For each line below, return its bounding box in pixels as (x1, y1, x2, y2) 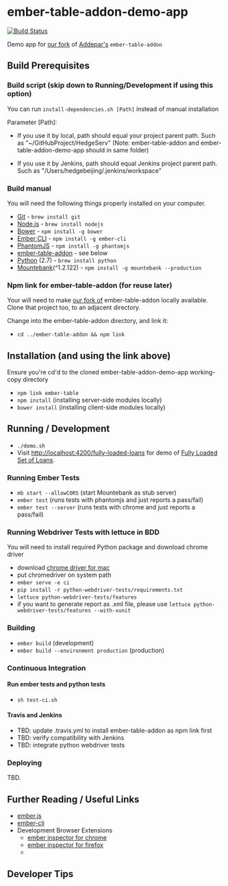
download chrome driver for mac (16, 564, 110, 572)
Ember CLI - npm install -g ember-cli (16, 234, 127, 242)
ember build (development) (16, 638, 94, 647)
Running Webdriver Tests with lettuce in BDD (7, 527, 160, 537)
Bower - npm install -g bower (16, 227, 103, 235)
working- (189, 368, 216, 376)
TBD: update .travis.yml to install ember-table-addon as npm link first (16, 726, 212, 734)
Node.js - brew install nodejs (16, 219, 104, 228)
